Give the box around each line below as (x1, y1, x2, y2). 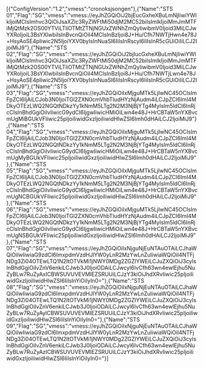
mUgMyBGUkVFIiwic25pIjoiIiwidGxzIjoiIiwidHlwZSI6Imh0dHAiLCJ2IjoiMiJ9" (6, 154, 197, 161)
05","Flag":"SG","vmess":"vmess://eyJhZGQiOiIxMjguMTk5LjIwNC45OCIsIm (6, 167, 197, 174)
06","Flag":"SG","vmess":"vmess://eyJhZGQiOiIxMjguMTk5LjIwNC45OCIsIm (6, 206, 197, 213)
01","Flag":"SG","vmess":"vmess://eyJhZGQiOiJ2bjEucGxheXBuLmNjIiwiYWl (6, 12, 197, 19)
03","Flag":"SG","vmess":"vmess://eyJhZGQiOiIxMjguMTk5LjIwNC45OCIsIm (6, 90, 197, 96)
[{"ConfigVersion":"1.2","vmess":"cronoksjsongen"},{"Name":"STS (6, 5, 173, 12)
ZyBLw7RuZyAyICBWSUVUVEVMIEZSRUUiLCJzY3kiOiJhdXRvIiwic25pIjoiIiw (6, 310, 198, 316)
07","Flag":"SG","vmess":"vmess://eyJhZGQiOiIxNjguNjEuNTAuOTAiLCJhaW (6, 245, 197, 252)
